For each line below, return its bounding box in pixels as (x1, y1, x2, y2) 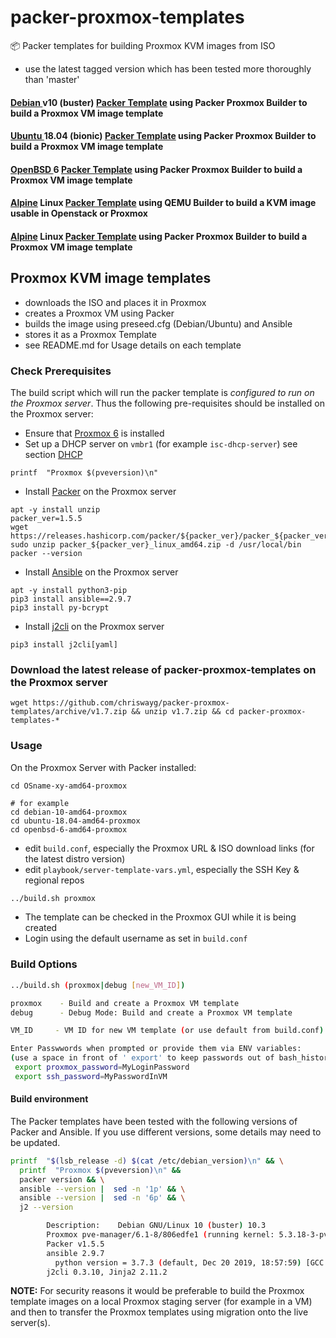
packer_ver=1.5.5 (10, 514, 83, 524)
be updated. (10, 1136, 61, 1148)
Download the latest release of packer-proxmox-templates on (10, 662, 317, 676)
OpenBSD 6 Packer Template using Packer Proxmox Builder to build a (10, 163, 303, 175)
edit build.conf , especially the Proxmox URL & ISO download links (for (24, 842, 315, 854)
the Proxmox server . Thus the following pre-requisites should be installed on (10, 397, 325, 410)
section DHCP (24, 449, 83, 461)
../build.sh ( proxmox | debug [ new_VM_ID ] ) (10, 980, 186, 990)
